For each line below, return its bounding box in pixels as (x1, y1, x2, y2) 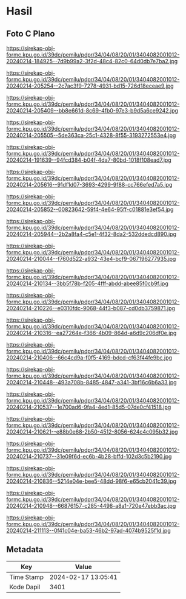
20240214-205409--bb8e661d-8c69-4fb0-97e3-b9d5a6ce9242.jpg (6, 107, 179, 114)
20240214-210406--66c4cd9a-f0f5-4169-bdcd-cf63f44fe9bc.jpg (6, 354, 173, 361)
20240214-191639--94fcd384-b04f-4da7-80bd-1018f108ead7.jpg (6, 156, 171, 164)
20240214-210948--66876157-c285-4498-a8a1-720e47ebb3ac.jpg (6, 502, 176, 509)
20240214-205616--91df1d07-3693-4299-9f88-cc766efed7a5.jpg (6, 181, 173, 188)
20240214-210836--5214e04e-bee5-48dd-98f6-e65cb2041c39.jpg (6, 477, 177, 485)
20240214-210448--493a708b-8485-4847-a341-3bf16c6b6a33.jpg (6, 379, 177, 386)
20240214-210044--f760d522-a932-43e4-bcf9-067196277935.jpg (6, 255, 176, 262)
